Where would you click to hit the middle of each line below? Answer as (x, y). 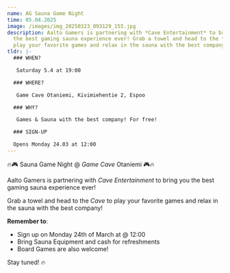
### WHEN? (27, 58)
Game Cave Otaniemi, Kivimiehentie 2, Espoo (81, 95)
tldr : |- (20, 52)
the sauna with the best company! (55, 208)
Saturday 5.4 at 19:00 (48, 70)
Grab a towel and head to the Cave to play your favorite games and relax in (113, 200)
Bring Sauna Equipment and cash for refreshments (88, 242)
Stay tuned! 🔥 (26, 262)
